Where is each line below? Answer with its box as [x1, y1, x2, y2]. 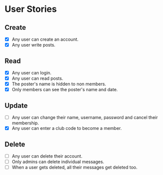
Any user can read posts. [11, 75, 63, 81]
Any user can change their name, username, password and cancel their [11, 115, 158, 120]
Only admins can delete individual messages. [11, 159, 105, 165]
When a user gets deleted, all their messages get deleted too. [11, 165, 138, 171]
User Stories [4, 3, 57, 15]
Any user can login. [11, 69, 52, 75]
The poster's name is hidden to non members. [11, 81, 107, 87]
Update [4, 101, 28, 110]
